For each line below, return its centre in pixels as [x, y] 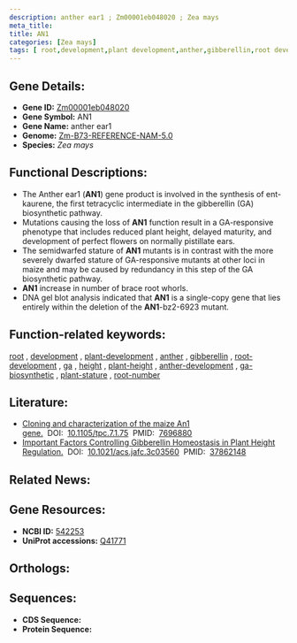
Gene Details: [47, 86]
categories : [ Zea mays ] [53, 42]
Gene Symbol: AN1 [57, 117]
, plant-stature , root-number [108, 375]
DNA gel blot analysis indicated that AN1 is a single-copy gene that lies [151, 297]
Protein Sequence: [57, 629]
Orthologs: [40, 568]
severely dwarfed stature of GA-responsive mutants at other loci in [143, 260]
